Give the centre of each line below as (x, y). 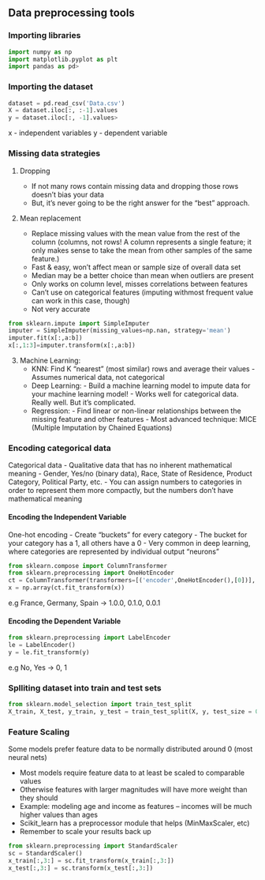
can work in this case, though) (80, 300)
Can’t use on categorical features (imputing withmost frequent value (142, 292)
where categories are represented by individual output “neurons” (114, 551)
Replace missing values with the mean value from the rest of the (136, 233)
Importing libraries (45, 36)
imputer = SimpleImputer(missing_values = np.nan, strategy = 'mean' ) (119, 331)
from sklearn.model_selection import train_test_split (100, 705)
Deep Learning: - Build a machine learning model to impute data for (141, 385)
